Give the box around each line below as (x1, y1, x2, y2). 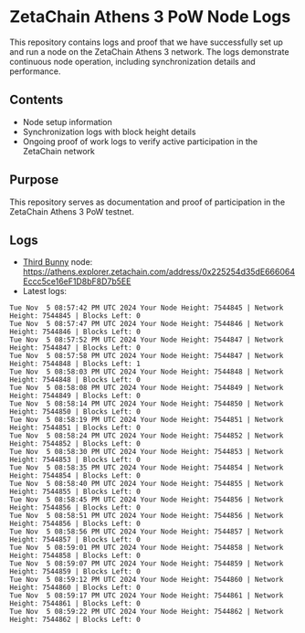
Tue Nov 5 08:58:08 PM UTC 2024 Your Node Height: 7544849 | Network (9, 384, 284, 393)
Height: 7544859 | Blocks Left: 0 (9, 567, 142, 576)
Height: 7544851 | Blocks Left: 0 (9, 423, 142, 433)
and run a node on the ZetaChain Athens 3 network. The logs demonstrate (9, 46, 289, 57)
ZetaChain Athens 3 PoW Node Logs (9, 6, 291, 27)
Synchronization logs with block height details (22, 126, 196, 137)
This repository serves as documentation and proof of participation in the (9, 196, 286, 207)
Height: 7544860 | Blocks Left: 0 (9, 583, 142, 593)
